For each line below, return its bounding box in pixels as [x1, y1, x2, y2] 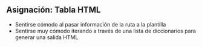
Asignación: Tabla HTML [6, 5, 101, 15]
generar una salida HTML [15, 33, 79, 41]
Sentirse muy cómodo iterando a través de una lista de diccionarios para [15, 27, 197, 34]
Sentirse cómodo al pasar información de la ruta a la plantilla [15, 20, 166, 28]
